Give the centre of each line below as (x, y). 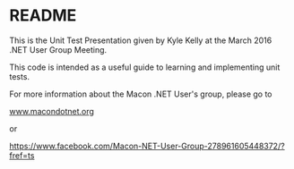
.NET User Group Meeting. (58, 49)
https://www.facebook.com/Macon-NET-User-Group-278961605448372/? (147, 146)
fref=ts (22, 155)
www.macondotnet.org (52, 111)
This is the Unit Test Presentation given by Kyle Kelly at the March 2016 (141, 40)
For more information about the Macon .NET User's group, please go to (141, 94)
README (43, 16)
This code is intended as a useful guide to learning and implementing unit (145, 67)
